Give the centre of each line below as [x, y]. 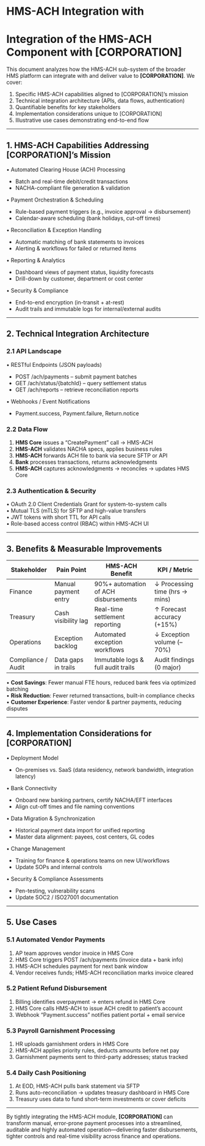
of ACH [105, 592]
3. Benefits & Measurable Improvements [84, 548]
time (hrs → [171, 592]
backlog [66, 646]
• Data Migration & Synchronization [51, 818]
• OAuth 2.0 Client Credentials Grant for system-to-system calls [87, 504]
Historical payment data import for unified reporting [80, 830]
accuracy [168, 617]
